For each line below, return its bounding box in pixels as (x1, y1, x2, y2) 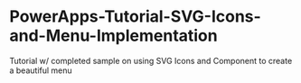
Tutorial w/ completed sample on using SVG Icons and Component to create (9, 55, 293, 66)
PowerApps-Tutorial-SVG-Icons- (9, 6, 262, 27)
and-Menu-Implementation (9, 25, 219, 46)
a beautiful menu (9, 65, 72, 76)
